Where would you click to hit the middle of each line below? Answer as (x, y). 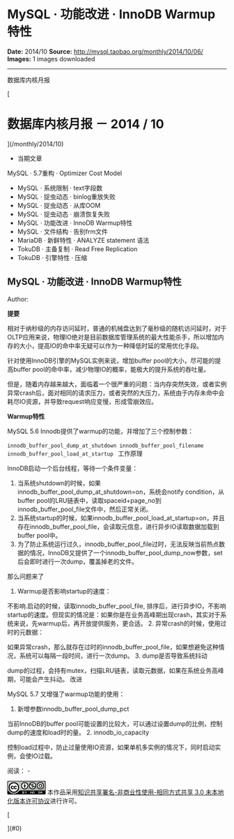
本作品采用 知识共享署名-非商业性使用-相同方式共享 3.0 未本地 (135, 792)
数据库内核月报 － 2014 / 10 (86, 124)
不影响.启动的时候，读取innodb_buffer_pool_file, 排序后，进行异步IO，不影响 (117, 606)
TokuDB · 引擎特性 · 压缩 (52, 257)
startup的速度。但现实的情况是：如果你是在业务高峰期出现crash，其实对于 (114, 614)
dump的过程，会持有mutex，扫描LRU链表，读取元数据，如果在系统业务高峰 (116, 670)
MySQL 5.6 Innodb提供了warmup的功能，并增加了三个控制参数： (101, 431)
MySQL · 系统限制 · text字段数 (60, 188)
